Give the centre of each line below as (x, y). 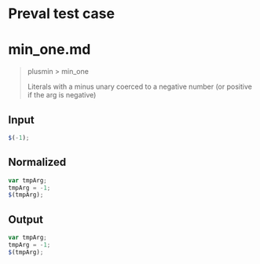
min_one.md (49, 50)
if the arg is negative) (62, 95)
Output (26, 220)
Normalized (37, 162)
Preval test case (62, 14)
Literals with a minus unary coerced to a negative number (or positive (140, 86)
